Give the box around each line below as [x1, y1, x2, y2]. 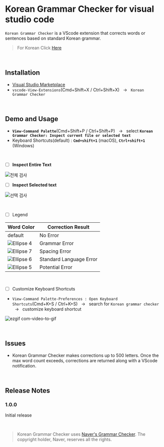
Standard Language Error [39, 256, 98, 263]
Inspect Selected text [12, 182, 57, 187]
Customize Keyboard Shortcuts [12, 286, 75, 291]
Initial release [5, 412, 32, 418]
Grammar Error [39, 239, 74, 246]
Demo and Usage [5, 115, 59, 123]
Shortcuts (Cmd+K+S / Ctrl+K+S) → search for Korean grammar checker [12, 301, 159, 307]
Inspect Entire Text [12, 161, 52, 167]
